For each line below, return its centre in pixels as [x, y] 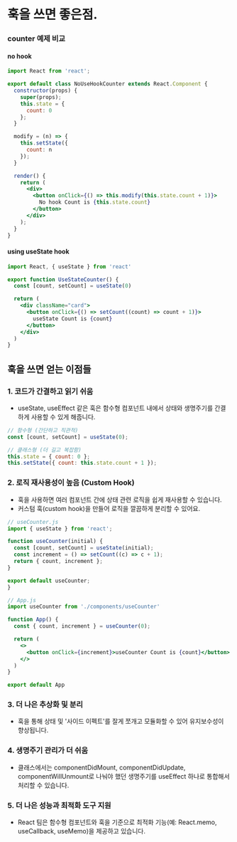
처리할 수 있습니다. [43, 785]
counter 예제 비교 [37, 38]
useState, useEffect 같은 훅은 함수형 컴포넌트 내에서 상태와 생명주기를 [115, 408]
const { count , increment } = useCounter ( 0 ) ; [82, 626]
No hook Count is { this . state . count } [95, 202]
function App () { [33, 620]
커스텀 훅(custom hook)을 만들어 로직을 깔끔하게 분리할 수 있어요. [109, 508]
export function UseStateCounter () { [63, 279]
